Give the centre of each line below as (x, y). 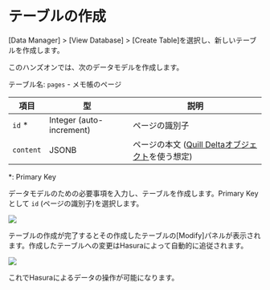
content (27, 150)
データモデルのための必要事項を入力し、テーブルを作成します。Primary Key (133, 193)
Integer (63, 119)
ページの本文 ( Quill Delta (178, 144)
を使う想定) (170, 156)
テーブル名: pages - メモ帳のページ (65, 84)
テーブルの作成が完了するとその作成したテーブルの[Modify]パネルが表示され (135, 235)
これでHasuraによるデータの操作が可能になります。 (94, 277)
